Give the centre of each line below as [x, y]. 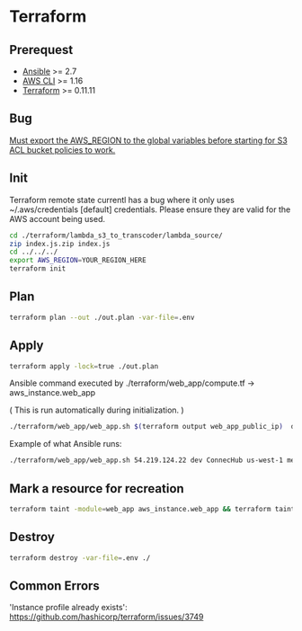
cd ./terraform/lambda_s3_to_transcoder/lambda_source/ [116, 236]
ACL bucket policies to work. [62, 149]
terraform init [38, 269]
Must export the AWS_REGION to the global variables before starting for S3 [148, 140]
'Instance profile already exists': [68, 608]
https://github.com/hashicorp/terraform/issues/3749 [107, 617]
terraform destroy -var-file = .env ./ [80, 558]
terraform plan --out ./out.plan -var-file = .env [102, 317]
